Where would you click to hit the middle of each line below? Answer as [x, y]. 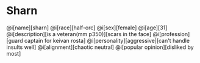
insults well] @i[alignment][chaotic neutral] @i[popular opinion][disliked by [100, 47]
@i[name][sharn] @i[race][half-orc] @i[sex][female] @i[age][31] [87, 28]
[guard [15, 40]
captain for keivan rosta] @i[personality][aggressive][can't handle [107, 40]
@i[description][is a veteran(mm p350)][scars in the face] [79, 34]
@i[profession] [171, 34]
